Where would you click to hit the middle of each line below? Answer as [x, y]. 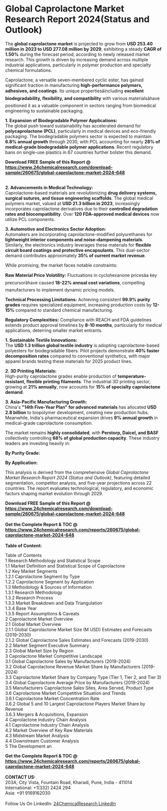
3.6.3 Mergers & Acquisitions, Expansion [47, 714]
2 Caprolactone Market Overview [39, 619]
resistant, [15, 381]
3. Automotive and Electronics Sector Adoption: [56, 229]
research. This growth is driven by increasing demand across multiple [77, 59]
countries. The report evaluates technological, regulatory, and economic [79, 488]
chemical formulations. [29, 70]
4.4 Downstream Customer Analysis [42, 741]
